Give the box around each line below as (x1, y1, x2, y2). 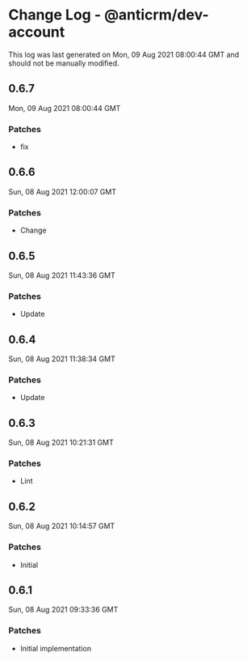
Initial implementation (19, 643, 92, 653)
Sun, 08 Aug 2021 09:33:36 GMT (8, 605, 119, 615)
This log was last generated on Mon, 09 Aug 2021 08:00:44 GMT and (8, 49, 240, 59)
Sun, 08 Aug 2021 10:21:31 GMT (8, 437, 115, 447)
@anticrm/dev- (103, 6, 209, 24)
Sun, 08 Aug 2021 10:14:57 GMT (8, 521, 115, 531)
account (8, 23, 65, 41)
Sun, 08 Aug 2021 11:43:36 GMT (8, 270, 115, 280)
